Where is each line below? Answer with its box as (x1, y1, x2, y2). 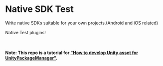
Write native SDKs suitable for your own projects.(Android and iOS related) (5, 20, 159, 26)
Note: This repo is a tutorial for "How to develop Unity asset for (5, 50, 139, 56)
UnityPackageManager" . (5, 55, 58, 61)
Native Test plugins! (5, 29, 46, 35)
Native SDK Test (5, 3, 74, 15)
